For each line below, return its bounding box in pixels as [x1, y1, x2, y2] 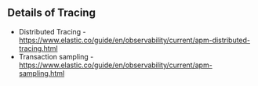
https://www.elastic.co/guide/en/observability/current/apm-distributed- [18, 35, 251, 45]
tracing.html [18, 43, 58, 53]
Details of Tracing [7, 6, 96, 20]
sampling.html [18, 68, 65, 77]
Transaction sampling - [18, 52, 94, 61]
